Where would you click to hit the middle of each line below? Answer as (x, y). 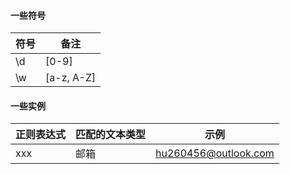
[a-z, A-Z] (71, 78)
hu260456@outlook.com (215, 153)
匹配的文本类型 (111, 135)
